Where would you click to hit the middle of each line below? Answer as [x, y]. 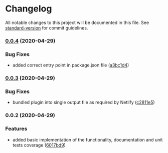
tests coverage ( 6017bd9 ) [39, 145]
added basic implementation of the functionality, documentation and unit [88, 139]
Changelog [29, 9]
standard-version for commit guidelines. [47, 27]
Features [16, 129]
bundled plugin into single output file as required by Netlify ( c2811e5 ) [83, 102]
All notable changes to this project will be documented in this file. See [77, 22]
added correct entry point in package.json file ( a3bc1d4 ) [71, 65]
